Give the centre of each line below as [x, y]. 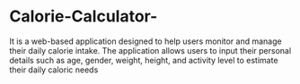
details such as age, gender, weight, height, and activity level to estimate [144, 60]
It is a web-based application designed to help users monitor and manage [146, 41]
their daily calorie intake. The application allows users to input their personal [150, 50]
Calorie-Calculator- [84, 17]
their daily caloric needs [54, 70]
